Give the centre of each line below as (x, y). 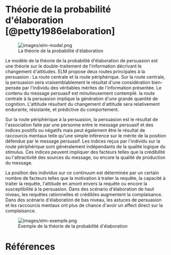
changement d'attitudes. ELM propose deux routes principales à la (75, 71)
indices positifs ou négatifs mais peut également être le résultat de (75, 130)
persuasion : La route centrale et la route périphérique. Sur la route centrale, (85, 77)
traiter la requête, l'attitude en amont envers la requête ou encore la (76, 183)
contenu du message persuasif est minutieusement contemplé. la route (80, 93)
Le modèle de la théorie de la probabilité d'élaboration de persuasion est (82, 60)
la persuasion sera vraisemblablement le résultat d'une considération (78, 82)
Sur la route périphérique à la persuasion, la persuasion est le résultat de (82, 119)
